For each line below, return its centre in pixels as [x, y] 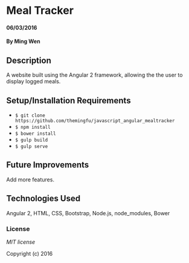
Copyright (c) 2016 [30, 253]
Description [29, 60]
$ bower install [35, 134]
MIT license [21, 242]
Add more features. [30, 180]
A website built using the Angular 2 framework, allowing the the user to [94, 75]
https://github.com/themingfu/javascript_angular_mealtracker [95, 121]
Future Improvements [48, 165]
